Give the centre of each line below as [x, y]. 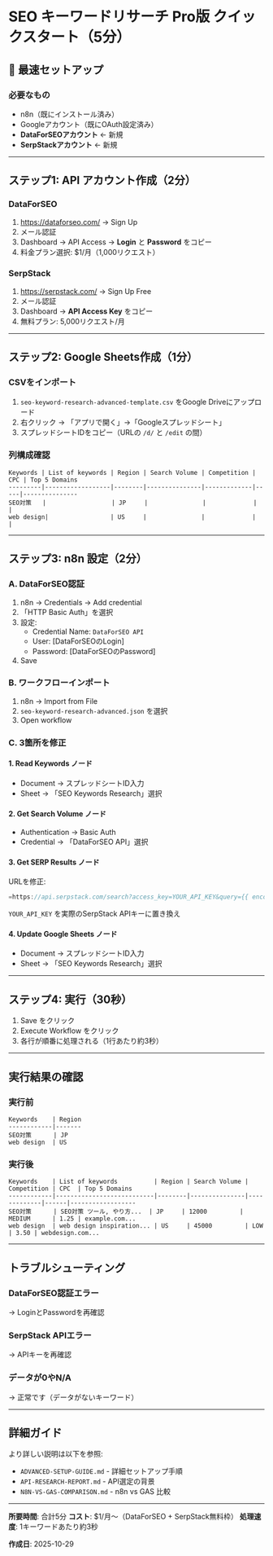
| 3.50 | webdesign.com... [54, 1233]
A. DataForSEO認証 [47, 584]
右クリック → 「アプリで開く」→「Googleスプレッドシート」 [123, 422]
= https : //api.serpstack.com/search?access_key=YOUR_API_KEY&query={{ [129, 897]
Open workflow [46, 720]
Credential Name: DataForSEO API [88, 631]
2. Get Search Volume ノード [58, 813]
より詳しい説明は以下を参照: [56, 1454]
